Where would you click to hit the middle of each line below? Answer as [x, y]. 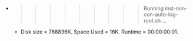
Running [154, 8]
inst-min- [176, 8]
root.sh [152, 20]
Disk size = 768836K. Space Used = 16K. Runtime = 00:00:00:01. [99, 32]
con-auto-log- [161, 14]
